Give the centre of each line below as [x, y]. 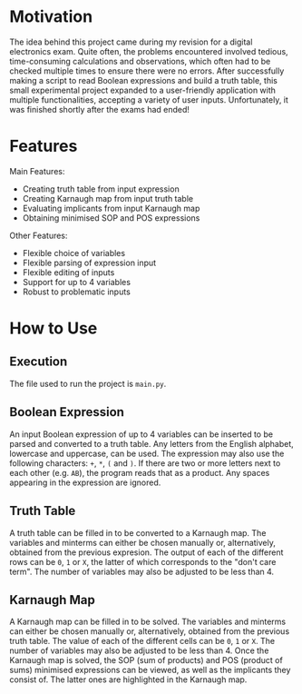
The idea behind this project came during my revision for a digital [131, 42]
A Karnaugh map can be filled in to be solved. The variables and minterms [148, 622]
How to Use [54, 328]
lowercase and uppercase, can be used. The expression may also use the [147, 453]
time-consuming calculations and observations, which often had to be [140, 61]
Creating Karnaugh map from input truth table [107, 198]
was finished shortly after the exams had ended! [100, 109]
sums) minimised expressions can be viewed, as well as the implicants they [150, 670]
